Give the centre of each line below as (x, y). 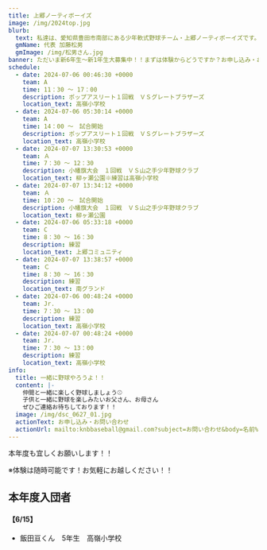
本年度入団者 (40, 498)
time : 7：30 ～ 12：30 (58, 164)
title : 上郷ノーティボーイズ (50, 15)
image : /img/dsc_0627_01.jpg (64, 415)
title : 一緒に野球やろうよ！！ (60, 378)
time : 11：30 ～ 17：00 (60, 89)
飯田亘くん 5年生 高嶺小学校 (71, 538)
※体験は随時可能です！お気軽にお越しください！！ (91, 470)
